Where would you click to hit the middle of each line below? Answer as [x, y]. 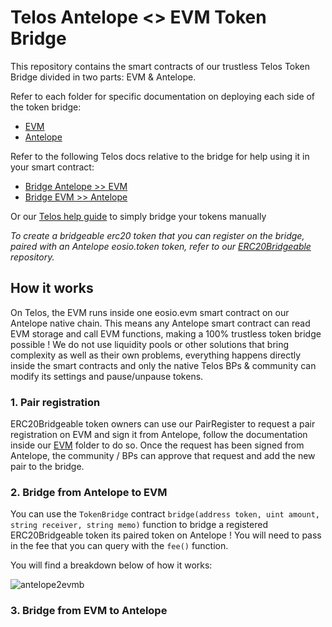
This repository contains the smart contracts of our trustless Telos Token [160, 66]
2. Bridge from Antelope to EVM [89, 492]
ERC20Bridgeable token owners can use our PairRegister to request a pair [163, 424]
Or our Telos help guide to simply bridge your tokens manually [138, 216]
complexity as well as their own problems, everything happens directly [156, 355]
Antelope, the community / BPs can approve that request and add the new [163, 456]
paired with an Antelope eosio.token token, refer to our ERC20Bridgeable [161, 246]
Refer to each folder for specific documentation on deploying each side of [163, 96]
